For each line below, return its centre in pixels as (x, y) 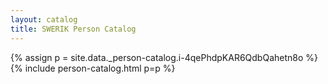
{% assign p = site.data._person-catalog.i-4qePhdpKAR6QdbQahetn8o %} (164, 57)
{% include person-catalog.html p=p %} (93, 68)
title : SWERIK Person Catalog (73, 29)
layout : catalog (44, 19)
